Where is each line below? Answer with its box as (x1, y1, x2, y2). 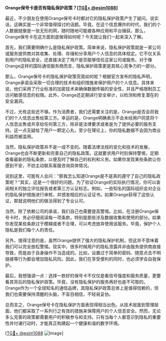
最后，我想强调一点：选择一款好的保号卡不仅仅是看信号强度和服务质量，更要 (5, 273, 161, 279)
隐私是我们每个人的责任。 (5, 227, 57, 233)
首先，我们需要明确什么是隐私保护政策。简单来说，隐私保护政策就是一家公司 (5, 45, 161, 50)
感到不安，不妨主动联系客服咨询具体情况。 (5, 163, 92, 168)
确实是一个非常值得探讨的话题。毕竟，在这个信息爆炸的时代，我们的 (18, 22, 157, 27)
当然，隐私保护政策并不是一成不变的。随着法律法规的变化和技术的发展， (5, 144, 152, 150)
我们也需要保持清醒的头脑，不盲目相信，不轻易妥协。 (5, 292, 114, 297)
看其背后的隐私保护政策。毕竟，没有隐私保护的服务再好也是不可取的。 (5, 279, 148, 285)
